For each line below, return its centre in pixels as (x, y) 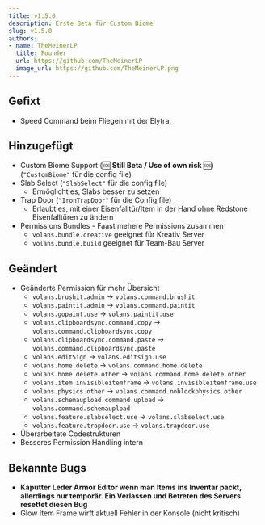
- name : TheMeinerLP (43, 46)
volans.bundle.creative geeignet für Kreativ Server (118, 234)
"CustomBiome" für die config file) (77, 174)
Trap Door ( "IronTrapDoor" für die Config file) (96, 200)
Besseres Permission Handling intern (82, 443)
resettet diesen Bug (54, 504)
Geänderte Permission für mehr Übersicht (90, 288)
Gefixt (24, 101)
